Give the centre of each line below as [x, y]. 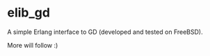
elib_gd [29, 13]
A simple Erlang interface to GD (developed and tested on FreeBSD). [105, 32]
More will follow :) [33, 45]
